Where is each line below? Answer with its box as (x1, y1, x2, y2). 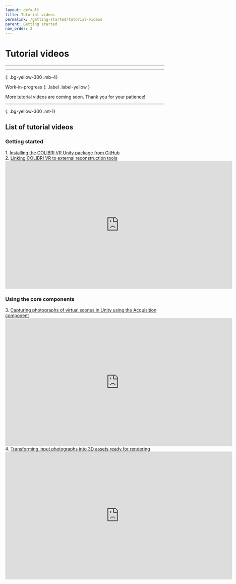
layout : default (5, 7, 39, 13)
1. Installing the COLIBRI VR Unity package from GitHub (5, 150, 120, 156)
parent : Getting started (5, 21, 57, 27)
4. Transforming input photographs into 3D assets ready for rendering (5, 446, 150, 452)
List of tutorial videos (5, 123, 74, 131)
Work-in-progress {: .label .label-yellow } (5, 84, 90, 90)
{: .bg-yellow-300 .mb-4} (5, 74, 58, 80)
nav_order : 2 (5, 26, 33, 31)
